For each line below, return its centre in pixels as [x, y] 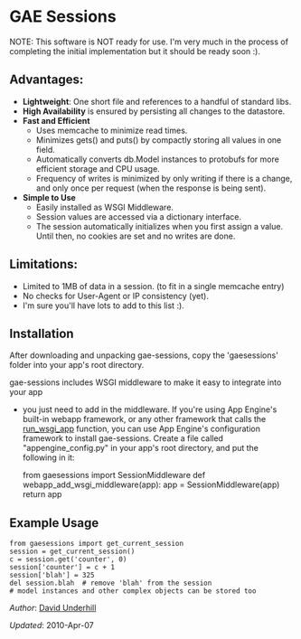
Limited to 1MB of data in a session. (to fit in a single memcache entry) [153, 286]
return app [42, 494]
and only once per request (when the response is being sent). [151, 188]
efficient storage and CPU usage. [98, 168]
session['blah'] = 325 [52, 576]
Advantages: [47, 80]
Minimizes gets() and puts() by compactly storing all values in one [159, 140]
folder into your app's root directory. [77, 365]
